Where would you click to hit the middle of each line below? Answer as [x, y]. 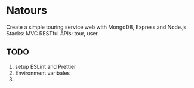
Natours [27, 10]
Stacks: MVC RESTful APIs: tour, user [52, 33]
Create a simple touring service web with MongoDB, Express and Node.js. [97, 27]
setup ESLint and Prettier [45, 66]
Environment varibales [42, 73]
